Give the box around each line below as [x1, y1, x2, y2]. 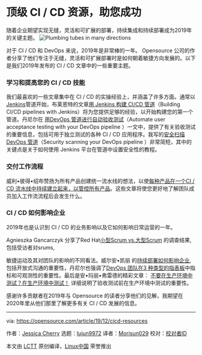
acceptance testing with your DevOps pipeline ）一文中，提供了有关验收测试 [6, 123, 196, 131]
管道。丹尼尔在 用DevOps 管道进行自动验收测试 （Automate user [6, 116, 165, 123]
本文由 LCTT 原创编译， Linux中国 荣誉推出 [6, 342, 112, 350]
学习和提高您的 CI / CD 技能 [6, 78, 85, 87]
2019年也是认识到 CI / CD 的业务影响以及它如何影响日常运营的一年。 [6, 223, 176, 230]
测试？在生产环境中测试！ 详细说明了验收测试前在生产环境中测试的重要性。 [6, 279, 192, 286]
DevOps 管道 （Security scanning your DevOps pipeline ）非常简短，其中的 [6, 138, 192, 146]
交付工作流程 [6, 162, 44, 171]
